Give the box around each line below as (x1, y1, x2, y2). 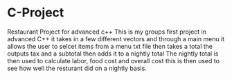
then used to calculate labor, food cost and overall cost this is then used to (7, 56, 220, 65)
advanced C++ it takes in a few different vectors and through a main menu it (7, 34, 225, 43)
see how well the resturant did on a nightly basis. (7, 64, 147, 72)
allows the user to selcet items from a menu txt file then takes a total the (7, 42, 213, 50)
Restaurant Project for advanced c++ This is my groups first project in (7, 27, 206, 36)
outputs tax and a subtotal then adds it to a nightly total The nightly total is (7, 49, 219, 58)
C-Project (7, 5, 64, 21)
